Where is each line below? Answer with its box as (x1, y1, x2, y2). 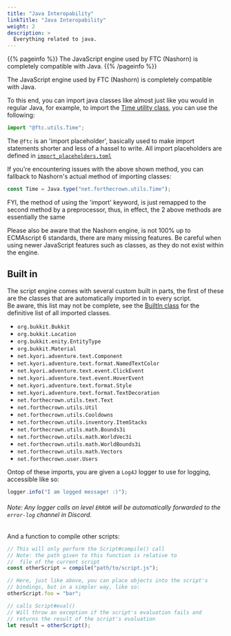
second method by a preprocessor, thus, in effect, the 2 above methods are (7, 205, 222, 214)
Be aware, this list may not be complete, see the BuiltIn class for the (7, 301, 200, 310)
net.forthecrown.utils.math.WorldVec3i (17, 433, 132, 440)
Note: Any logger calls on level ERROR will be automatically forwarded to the (7, 503, 221, 512)
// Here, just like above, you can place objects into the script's (7, 577, 208, 584)
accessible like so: (7, 475, 60, 483)
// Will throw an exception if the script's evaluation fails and (7, 609, 202, 616)
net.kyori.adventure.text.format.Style (17, 382, 132, 389)
